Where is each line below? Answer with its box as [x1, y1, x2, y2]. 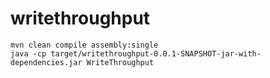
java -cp [10, 48, 47, 59]
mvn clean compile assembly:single [10, 40, 159, 50]
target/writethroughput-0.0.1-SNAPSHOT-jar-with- [50, 48, 262, 59]
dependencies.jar [10, 57, 83, 67]
